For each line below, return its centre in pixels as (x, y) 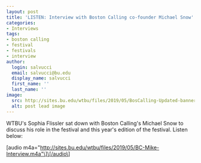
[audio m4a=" (23, 147)
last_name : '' (29, 90)
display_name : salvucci (41, 78)
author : (16, 61)
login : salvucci (32, 67)
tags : (13, 34)
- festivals (21, 51)
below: (14, 136)
